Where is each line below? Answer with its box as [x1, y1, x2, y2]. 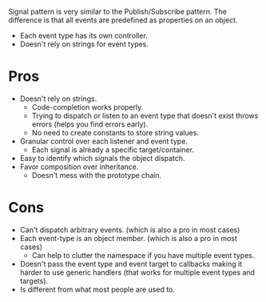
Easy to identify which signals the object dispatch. [19, 153, 185, 163]
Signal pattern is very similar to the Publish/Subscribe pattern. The [8, 7, 228, 16]
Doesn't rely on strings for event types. [19, 39, 149, 49]
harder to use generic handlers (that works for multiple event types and [19, 268, 256, 277]
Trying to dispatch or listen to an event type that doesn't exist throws [31, 111, 259, 120]
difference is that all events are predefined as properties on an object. [8, 15, 238, 25]
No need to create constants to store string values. [31, 127, 200, 137]
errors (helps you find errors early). [31, 119, 149, 129]
